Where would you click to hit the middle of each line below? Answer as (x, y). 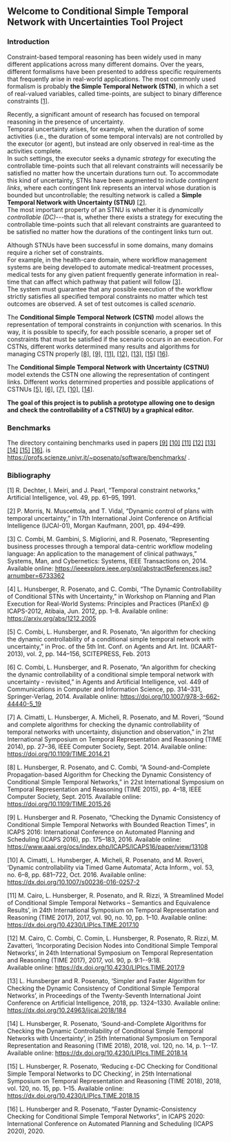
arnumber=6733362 (36, 576)
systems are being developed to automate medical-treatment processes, (110, 267)
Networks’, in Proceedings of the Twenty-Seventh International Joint (104, 996)
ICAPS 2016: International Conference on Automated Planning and (101, 832)
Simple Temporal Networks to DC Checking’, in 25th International (99, 1074)
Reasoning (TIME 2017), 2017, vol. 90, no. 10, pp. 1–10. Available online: (107, 918)
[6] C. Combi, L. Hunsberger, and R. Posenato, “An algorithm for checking (111, 667)
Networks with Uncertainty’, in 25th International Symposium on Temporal (112, 1038)
